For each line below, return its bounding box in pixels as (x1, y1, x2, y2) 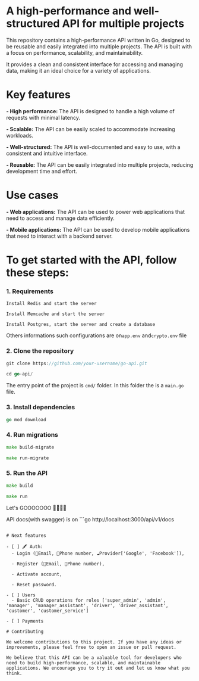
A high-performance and (6, 4, 132, 18)
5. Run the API (6, 469, 48, 477)
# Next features (6, 532, 46, 539)
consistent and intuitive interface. (6, 150, 88, 157)
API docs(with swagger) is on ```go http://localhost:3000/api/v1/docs (6, 515, 174, 523)
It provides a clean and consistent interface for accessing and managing (6, 61, 183, 68)
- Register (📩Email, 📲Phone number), (11, 561, 105, 567)
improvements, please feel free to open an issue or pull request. (6, 644, 177, 650)
